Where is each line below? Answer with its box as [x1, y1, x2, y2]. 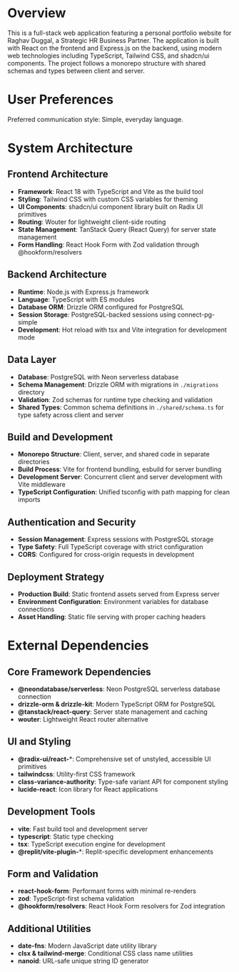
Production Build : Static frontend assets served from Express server [17, 590, 220, 598]
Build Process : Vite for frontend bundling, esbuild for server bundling [17, 465, 222, 474]
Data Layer [7, 354, 57, 366]
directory [17, 387, 45, 397]
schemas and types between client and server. [7, 66, 145, 75]
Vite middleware [17, 480, 66, 489]
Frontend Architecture [7, 168, 108, 180]
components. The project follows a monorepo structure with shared [7, 58, 206, 67]
